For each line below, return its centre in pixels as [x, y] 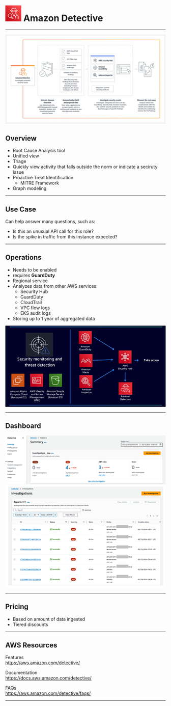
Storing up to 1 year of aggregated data [54, 318]
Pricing [17, 607]
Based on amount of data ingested [49, 619]
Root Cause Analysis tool [39, 151]
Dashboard [23, 426]
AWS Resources [31, 645]
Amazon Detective [63, 18]
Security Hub [34, 291]
